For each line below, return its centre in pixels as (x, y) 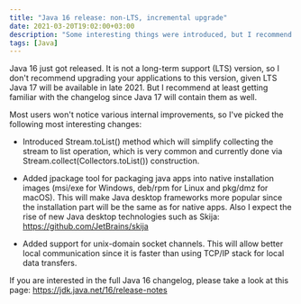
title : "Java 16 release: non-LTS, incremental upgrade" (119, 18)
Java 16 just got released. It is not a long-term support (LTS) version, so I (144, 69)
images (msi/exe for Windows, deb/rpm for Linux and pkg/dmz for (145, 188)
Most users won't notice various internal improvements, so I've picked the (146, 115)
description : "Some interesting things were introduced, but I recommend (151, 34)
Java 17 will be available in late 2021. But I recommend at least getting (139, 88)
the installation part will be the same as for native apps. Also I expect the (157, 207)
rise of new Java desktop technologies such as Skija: (121, 216)
